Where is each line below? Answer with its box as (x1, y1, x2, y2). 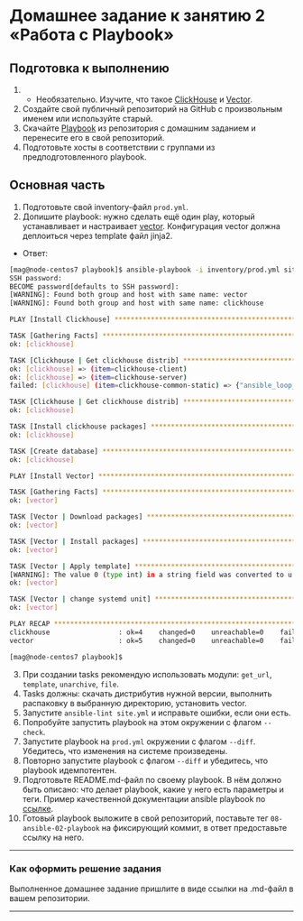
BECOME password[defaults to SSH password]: (9, 281, 179, 291)
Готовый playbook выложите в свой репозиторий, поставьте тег (22, 813, 269, 824)
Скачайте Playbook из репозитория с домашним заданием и (22, 123, 256, 134)
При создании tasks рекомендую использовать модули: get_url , (22, 668, 272, 679)
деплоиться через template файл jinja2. (22, 230, 173, 241)
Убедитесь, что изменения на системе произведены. (22, 745, 228, 756)
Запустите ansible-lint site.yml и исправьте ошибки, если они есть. (22, 707, 291, 718)
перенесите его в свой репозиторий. (22, 133, 165, 143)
